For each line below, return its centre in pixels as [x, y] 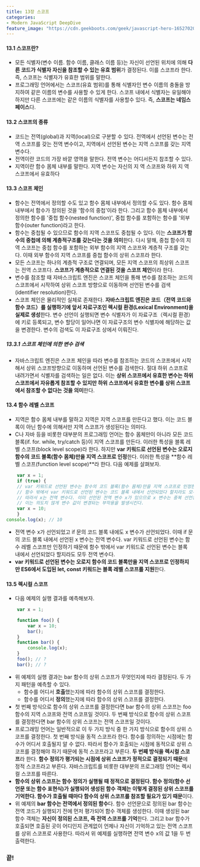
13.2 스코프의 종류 [27, 122]
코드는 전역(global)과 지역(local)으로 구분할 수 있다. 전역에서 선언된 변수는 [101, 136]
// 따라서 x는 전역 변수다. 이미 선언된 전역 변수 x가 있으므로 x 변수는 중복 [99, 498]
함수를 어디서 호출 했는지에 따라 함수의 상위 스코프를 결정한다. [94, 692]
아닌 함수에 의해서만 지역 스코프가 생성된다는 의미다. [86, 427]
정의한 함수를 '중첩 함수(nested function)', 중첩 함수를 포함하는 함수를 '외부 [102, 218]
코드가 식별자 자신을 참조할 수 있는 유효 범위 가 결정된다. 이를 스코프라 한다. [106, 70]
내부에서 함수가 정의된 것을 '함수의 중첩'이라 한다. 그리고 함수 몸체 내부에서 [101, 210]
